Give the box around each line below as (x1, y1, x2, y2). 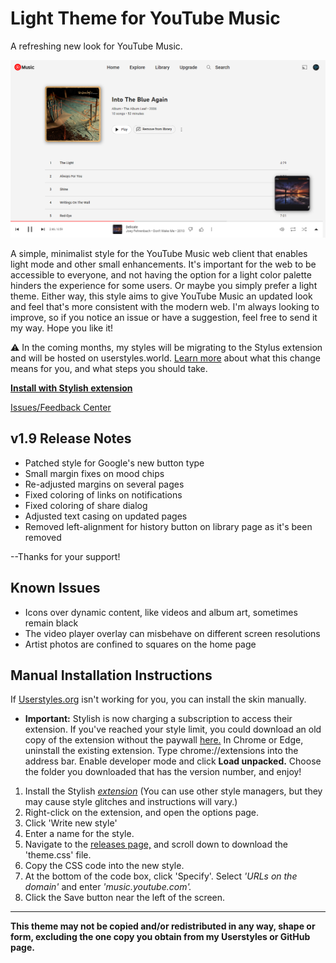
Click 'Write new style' (24, 817, 118, 829)
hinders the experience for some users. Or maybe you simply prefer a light (10, 279, 318, 291)
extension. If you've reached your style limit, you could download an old (24, 723, 322, 736)
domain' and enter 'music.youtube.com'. (24, 881, 192, 893)
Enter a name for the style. (24, 828, 135, 840)
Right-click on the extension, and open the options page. (24, 807, 260, 819)
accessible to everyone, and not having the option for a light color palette (10, 268, 312, 281)
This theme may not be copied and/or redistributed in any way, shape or (10, 920, 316, 932)
